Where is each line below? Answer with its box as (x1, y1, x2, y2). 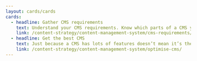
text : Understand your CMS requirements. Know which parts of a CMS (16, 24, 188, 31)
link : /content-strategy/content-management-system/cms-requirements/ (16, 30, 193, 36)
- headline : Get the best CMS (11, 35, 85, 41)
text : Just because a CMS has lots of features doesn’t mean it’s (16, 41, 182, 47)
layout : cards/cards (5, 8, 56, 15)
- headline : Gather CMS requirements (11, 19, 103, 25)
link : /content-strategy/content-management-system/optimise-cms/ (16, 46, 182, 52)
